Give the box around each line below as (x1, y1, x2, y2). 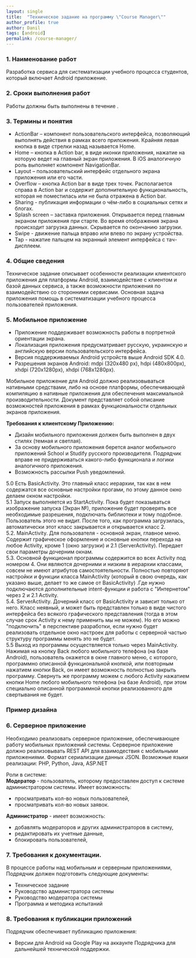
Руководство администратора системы (14, 888, 114, 895)
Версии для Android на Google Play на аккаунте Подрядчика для (14, 939, 176, 946)
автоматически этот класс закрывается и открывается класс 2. (6, 523, 166, 530)
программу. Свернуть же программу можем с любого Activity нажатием (6, 673, 190, 680)
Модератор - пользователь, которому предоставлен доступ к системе (6, 777, 185, 784)
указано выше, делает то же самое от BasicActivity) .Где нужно (6, 580, 165, 587)
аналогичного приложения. (14, 463, 84, 470)
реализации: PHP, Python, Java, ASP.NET (6, 760, 108, 767)
